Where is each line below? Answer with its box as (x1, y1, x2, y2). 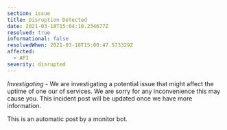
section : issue (7, 10, 51, 17)
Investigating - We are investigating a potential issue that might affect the (7, 79, 214, 88)
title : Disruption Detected (7, 16, 88, 23)
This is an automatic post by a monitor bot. (7, 114, 128, 123)
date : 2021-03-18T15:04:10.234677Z (7, 23, 109, 29)
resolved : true (7, 29, 51, 36)
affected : (7, 49, 36, 55)
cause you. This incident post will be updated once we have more (7, 94, 193, 103)
